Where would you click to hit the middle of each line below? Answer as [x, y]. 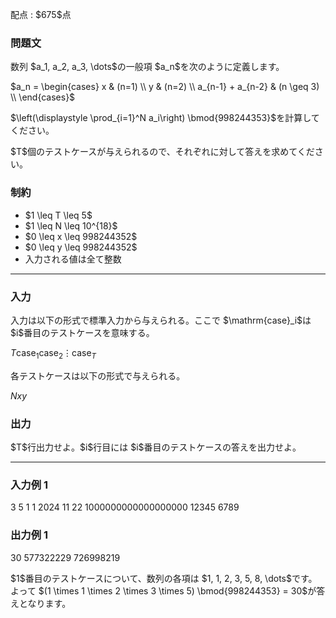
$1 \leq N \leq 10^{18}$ [71, 225]
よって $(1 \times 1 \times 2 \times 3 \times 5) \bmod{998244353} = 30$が [163, 590]
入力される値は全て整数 [73, 259]
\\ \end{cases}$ [43, 97]
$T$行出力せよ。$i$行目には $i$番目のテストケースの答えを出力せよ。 [156, 447]
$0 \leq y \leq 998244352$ [81, 247]
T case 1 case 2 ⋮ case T [53, 353]
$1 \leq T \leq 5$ [58, 215]
